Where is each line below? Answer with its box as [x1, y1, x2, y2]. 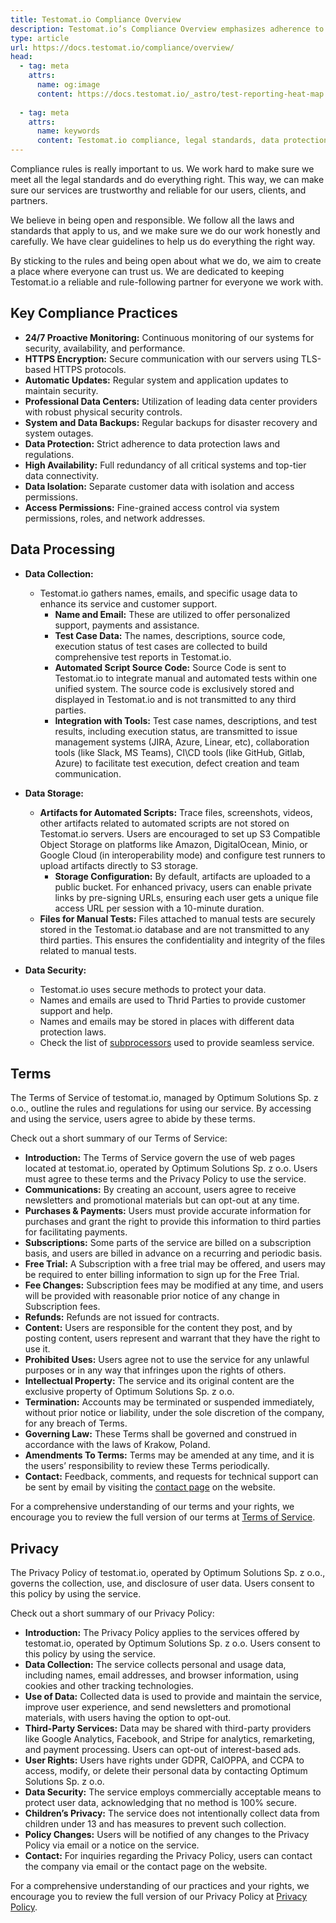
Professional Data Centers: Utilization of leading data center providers [24, 395, 318, 407]
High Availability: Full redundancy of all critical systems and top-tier [24, 459, 307, 471]
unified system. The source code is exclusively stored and [54, 682, 295, 695]
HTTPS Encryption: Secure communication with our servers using [24, 352, 299, 365]
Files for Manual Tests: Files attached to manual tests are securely [39, 912, 316, 925]
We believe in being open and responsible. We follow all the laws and [10, 214, 295, 226]
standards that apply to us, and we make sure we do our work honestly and [10, 225, 321, 236]
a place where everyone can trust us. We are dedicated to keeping [10, 266, 285, 277]
